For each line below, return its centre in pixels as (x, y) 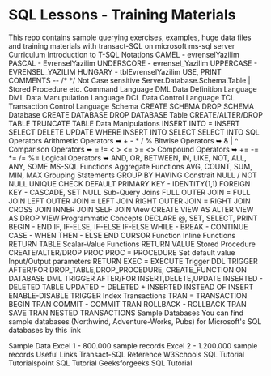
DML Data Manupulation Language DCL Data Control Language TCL (122, 97)
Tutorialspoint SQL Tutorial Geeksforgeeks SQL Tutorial (100, 363)
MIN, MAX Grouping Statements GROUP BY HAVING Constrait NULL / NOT (133, 175)
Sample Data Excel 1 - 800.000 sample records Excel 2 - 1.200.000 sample (133, 345)
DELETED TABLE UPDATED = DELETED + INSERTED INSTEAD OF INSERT (131, 287)
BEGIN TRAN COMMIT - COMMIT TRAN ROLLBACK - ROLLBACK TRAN (127, 304)
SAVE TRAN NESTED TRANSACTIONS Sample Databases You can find (126, 313)
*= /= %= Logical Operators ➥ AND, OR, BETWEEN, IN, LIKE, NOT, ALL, (127, 158)
